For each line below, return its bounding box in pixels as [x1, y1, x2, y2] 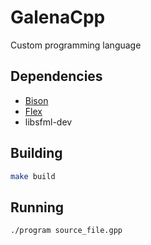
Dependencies [10, 68, 103, 85]
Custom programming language [10, 39, 142, 51]
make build [10, 171, 56, 181]
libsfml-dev [24, 116, 73, 128]
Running [10, 199, 65, 216]
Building [10, 145, 63, 162]
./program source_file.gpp [10, 226, 123, 236]
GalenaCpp [10, 6, 106, 29]
